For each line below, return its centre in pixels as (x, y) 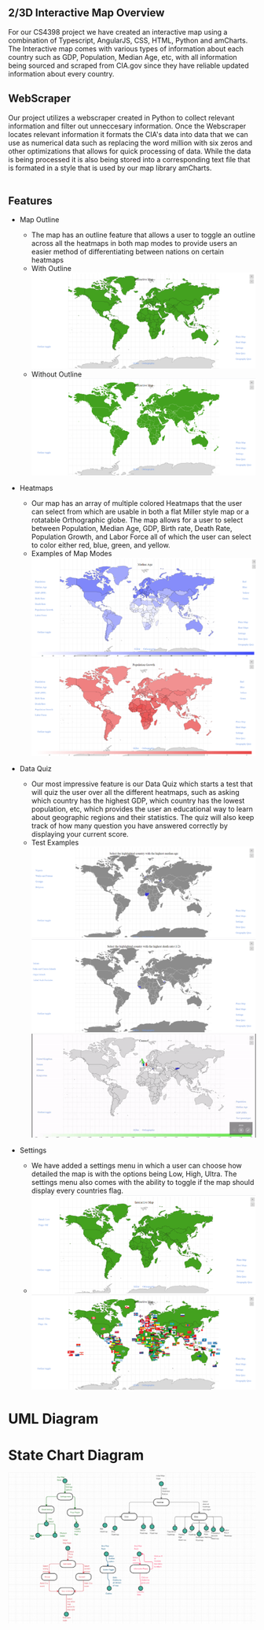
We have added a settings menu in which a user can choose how (136, 1166)
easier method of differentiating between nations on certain (127, 252)
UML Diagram (53, 1419)
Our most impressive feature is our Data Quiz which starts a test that (142, 784)
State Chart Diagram (76, 1455)
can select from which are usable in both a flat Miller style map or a (140, 511)
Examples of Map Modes (71, 553)
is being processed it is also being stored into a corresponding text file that (129, 159)
